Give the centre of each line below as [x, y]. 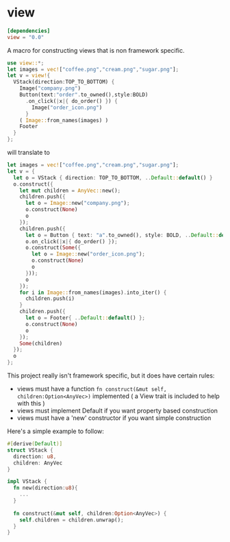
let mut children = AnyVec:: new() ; [70, 190]
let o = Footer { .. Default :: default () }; [85, 318]
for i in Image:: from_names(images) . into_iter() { [93, 293]
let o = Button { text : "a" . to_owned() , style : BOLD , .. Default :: [122, 235]
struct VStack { [30, 450]
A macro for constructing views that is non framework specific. [96, 50]
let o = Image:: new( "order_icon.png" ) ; [89, 254]
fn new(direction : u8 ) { [46, 488]
